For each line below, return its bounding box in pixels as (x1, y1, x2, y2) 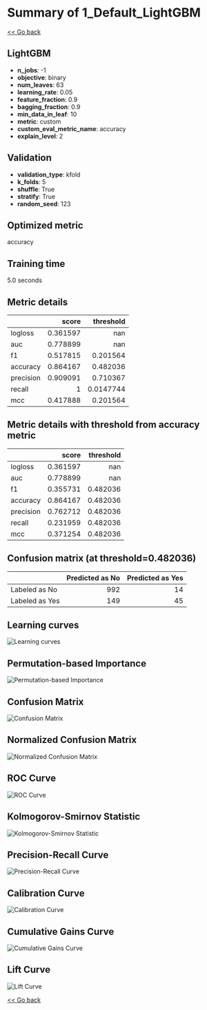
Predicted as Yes (126, 573, 184, 582)
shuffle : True (17, 185, 55, 193)
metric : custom (17, 117, 61, 126)
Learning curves (7, 620, 79, 631)
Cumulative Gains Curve (7, 926, 115, 938)
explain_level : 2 (17, 132, 63, 140)
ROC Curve (7, 773, 57, 784)
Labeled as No (10, 584, 57, 594)
